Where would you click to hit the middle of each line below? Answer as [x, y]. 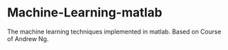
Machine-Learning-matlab [85, 13]
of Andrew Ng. [28, 38]
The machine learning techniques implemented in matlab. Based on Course [114, 32]
